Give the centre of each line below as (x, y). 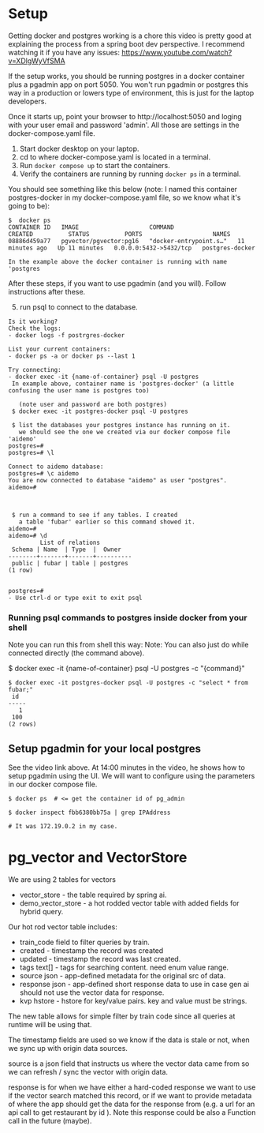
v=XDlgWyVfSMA (37, 61)
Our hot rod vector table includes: (63, 927)
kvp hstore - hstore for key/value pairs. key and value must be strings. (133, 1000)
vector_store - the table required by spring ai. (93, 895)
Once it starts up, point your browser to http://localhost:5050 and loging (125, 116)
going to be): (29, 205)
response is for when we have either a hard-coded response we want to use (132, 1087)
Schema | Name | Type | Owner (67, 550)
